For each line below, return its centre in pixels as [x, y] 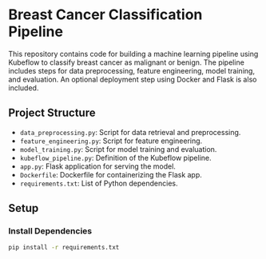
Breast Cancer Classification [105, 15]
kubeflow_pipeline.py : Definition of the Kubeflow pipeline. [115, 157]
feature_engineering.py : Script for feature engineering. [111, 141]
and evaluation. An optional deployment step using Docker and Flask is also [133, 79]
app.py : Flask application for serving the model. [97, 166]
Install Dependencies [50, 231]
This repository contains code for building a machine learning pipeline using [133, 54]
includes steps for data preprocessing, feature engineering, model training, [132, 70]
